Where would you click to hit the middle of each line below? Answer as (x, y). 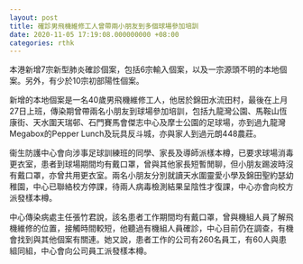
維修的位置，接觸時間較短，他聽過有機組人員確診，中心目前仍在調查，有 (151, 228)
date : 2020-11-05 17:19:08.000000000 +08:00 (94, 34)
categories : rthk (42, 43)
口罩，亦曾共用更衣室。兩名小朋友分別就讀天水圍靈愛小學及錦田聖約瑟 (155, 176)
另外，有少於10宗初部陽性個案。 (84, 81)
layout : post (34, 18)
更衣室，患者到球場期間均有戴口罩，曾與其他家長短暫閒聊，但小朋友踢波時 (147, 164)
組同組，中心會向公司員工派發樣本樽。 (80, 251)
